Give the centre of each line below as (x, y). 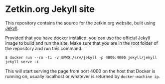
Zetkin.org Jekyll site (50, 9)
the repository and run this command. (44, 48)
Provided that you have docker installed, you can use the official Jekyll (78, 38)
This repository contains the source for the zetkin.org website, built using (80, 23)
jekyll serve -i (22, 62)
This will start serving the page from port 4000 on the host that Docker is (80, 71)
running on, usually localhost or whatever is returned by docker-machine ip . (83, 76)
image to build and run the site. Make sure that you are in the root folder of (82, 43)
